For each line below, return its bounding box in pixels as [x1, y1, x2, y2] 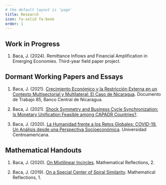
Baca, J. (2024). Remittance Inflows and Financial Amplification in [12, 53, 148, 59]
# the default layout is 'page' [5, 7, 72, 12]
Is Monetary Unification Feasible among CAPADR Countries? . [12, 111, 138, 117]
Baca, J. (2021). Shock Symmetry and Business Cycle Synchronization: [12, 106, 159, 112]
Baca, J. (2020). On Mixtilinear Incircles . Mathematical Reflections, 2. [12, 159, 155, 165]
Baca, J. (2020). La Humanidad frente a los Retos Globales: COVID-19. [12, 121, 157, 127]
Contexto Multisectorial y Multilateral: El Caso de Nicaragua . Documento [12, 91, 161, 97]
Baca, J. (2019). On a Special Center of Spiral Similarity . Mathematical [12, 169, 156, 175]
